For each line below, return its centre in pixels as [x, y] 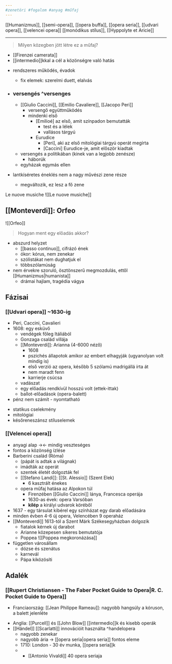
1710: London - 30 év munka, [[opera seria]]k [68, 645]
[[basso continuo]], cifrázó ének [54, 248]
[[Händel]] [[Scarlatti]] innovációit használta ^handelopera [74, 629]
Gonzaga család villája [44, 339]
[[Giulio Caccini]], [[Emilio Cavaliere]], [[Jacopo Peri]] [77, 105]
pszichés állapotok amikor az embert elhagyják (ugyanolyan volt [96, 356]
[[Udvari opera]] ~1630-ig [38, 312]
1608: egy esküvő [31, 329]
